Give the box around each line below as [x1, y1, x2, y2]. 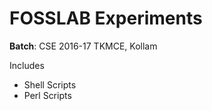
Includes [9, 59, 45, 71]
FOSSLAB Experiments [9, 7, 203, 30]
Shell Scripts [23, 78, 77, 91]
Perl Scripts [23, 89, 72, 101]
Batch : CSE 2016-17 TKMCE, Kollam [9, 40, 158, 52]
